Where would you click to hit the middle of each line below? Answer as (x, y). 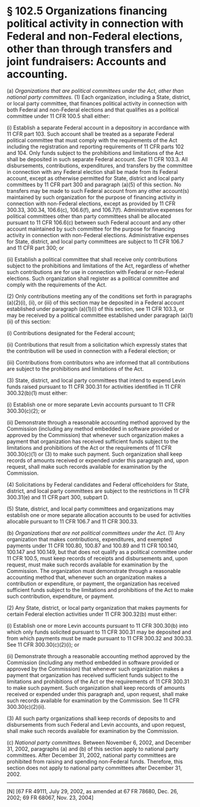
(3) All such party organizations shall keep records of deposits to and (91, 718)
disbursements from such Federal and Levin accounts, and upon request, (96, 724)
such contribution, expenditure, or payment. (61, 596)
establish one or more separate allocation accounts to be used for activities (99, 515)
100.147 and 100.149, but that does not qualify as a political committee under (100, 551)
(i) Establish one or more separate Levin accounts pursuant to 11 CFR (91, 404)
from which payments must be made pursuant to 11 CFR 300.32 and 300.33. (100, 638)
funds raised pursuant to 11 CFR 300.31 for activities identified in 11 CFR (94, 387)
